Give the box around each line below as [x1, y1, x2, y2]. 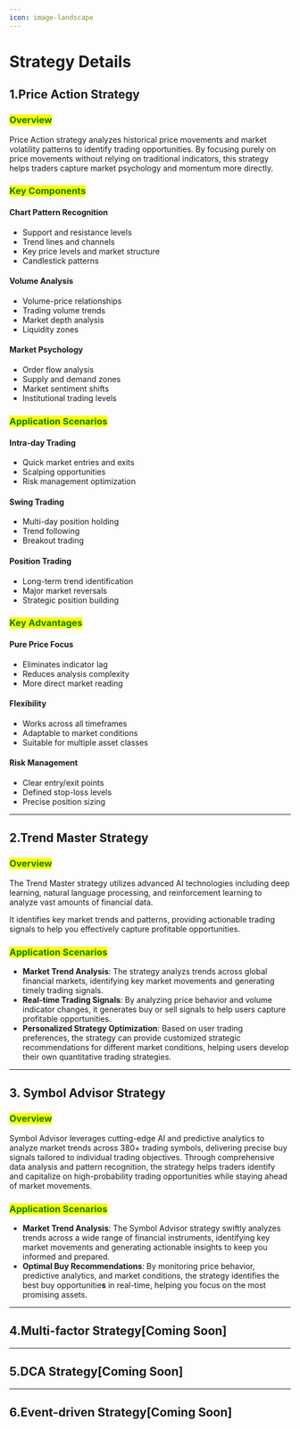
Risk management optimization [21, 476, 137, 487]
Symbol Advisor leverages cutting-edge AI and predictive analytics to [9, 1132, 265, 1143]
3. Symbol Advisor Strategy [9, 1086, 166, 1101]
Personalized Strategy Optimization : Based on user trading [21, 1024, 244, 1034]
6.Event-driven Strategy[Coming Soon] [9, 1405, 232, 1420]
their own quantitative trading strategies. [21, 1051, 172, 1063]
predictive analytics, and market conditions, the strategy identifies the [21, 1270, 279, 1282]
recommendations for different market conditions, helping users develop [21, 1042, 289, 1053]
